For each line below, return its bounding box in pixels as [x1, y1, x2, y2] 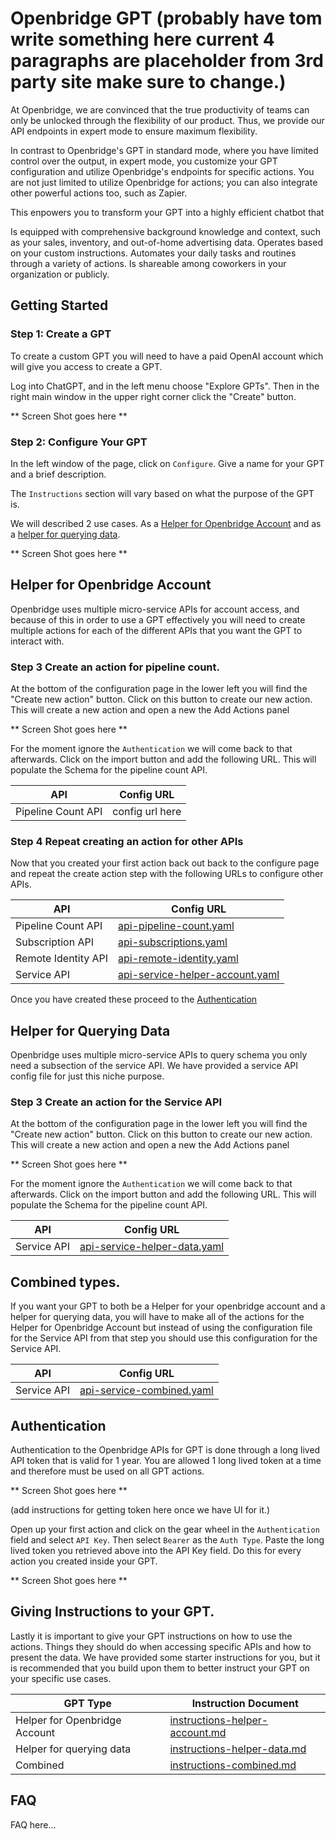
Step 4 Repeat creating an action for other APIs [10, 834, 244, 848]
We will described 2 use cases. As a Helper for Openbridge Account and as [10, 517, 322, 529]
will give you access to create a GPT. [10, 360, 163, 372]
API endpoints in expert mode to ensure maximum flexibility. [10, 125, 258, 137]
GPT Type [63, 1696, 112, 1710]
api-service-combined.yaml [79, 1383, 214, 1397]
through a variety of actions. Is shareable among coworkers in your [10, 257, 287, 269]
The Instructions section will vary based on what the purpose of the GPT [10, 487, 315, 499]
